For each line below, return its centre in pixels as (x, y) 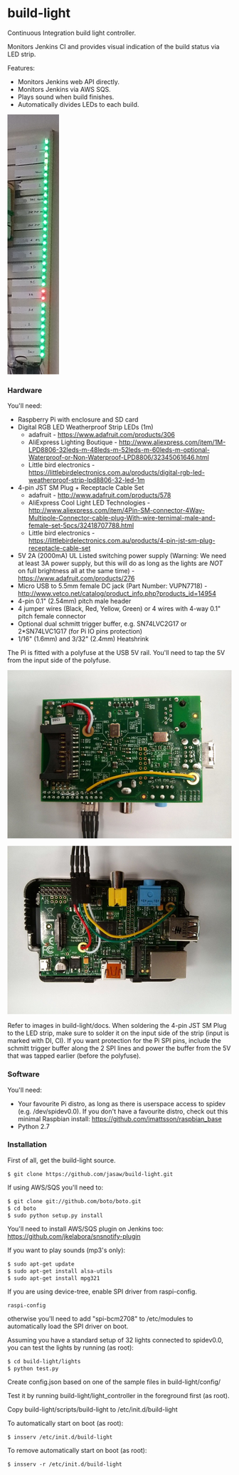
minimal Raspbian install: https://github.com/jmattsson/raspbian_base (119, 1118)
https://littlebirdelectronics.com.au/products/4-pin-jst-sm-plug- (122, 541)
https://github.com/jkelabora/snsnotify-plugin (74, 1236)
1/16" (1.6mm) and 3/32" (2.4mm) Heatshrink (83, 639)
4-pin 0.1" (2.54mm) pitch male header (74, 601)
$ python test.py (33, 1368)
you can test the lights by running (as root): (70, 1348)
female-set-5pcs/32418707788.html (81, 525)
